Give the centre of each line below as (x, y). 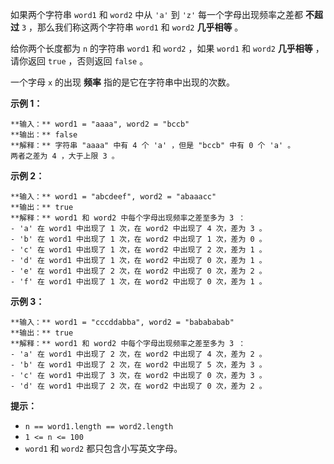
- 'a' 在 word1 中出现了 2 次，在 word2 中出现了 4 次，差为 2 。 (138, 354)
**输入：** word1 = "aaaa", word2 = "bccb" (100, 124)
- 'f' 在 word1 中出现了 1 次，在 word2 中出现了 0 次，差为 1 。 (138, 282)
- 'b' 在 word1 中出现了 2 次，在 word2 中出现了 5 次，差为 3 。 (138, 365)
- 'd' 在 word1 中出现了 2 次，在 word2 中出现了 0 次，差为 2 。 (138, 386)
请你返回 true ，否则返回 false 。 (79, 61)
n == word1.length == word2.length (99, 427)
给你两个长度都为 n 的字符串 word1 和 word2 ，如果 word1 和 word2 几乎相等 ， (167, 48)
